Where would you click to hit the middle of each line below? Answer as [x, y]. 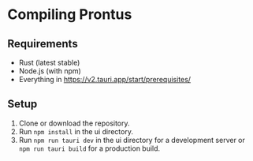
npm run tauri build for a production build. [89, 148]
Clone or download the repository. [74, 123]
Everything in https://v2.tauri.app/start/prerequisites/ [104, 79]
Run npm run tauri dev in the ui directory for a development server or [132, 140]
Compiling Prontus [70, 15]
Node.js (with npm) [50, 71]
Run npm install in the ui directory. [76, 131]
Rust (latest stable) [49, 62]
